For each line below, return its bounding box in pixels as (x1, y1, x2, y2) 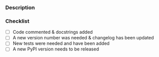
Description (5, 4, 35, 11)
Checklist (5, 17, 30, 24)
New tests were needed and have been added (12, 40, 110, 46)
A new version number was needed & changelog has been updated (12, 35, 154, 41)
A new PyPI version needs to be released (12, 46, 99, 52)
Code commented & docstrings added (12, 29, 93, 35)
